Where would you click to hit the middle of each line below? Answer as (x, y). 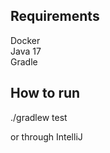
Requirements (55, 16)
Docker (25, 40)
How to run (45, 93)
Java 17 (26, 51)
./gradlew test (39, 117)
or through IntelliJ (46, 136)
